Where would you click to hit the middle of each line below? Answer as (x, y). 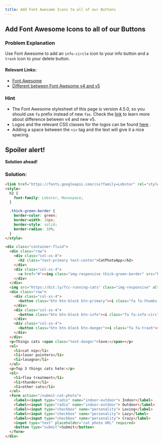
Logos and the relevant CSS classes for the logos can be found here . (81, 124)
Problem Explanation (30, 43)
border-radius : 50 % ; (34, 229)
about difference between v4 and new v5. (54, 119)
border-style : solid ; (35, 224)
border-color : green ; (35, 216)
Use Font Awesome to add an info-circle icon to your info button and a (77, 53)
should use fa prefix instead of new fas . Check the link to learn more (81, 114)
